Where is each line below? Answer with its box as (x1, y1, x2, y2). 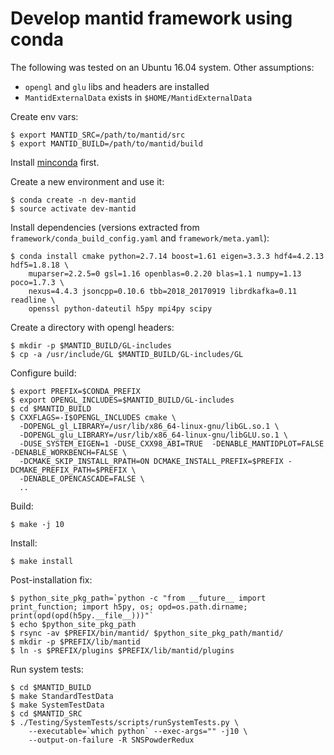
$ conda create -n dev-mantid (10, 195, 137, 205)
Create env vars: (10, 110, 79, 122)
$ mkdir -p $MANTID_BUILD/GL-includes (10, 340, 172, 351)
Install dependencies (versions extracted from (10, 221, 200, 233)
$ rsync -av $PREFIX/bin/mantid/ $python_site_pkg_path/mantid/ (10, 628, 284, 638)
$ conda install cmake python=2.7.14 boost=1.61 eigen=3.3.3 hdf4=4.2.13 (10, 251, 325, 261)
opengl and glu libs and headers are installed (24, 80, 210, 92)
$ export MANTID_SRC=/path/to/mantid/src (10, 130, 186, 140)
